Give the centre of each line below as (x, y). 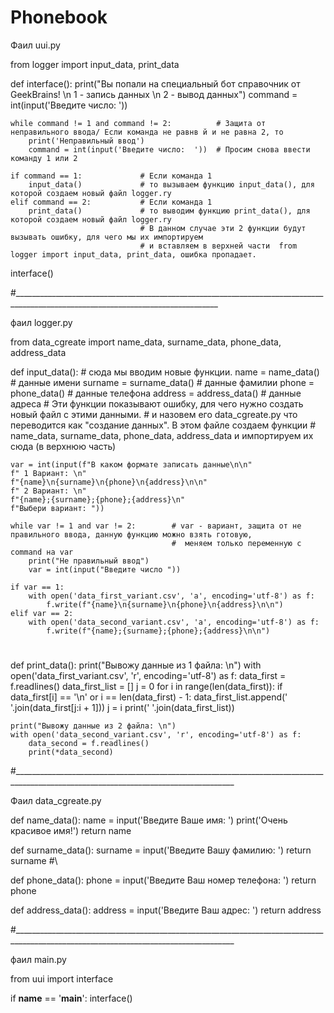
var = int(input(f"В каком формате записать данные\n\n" (131, 464)
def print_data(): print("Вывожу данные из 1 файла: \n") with (136, 665)
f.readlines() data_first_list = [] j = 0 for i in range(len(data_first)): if (146, 687)
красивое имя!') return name (71, 831)
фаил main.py (38, 960)
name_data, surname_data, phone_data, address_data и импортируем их (162, 435)
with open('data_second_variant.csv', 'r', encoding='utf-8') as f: (156, 735)
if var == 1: (37, 587)
